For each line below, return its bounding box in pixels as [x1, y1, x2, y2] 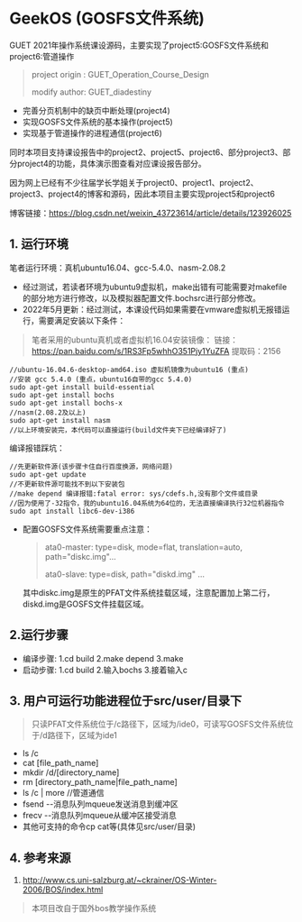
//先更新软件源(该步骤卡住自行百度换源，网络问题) [9, 461, 174, 471]
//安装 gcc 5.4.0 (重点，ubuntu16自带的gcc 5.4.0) [9, 375, 193, 384]
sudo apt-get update [9, 470, 87, 479]
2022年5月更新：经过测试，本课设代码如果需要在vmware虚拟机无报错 [22, 304, 282, 315]
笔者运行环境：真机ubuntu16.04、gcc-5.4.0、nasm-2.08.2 [9, 262, 226, 273]
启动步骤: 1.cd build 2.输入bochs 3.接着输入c [22, 664, 188, 675]
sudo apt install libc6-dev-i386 [9, 507, 135, 516]
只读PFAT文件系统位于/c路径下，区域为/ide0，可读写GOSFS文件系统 [31, 718, 286, 730]
